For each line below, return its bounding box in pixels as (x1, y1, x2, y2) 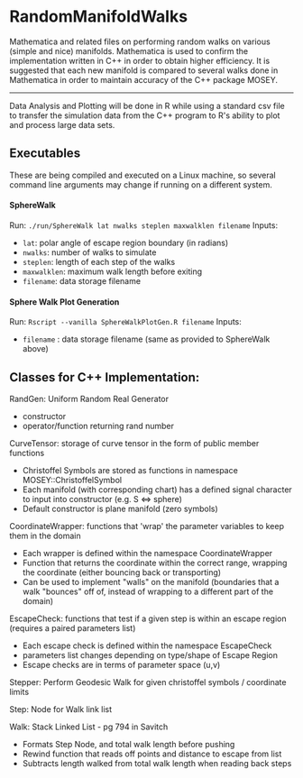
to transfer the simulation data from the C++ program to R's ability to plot (9, 110, 280, 121)
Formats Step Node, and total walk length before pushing (22, 738, 235, 749)
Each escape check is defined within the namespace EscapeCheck (22, 640, 272, 651)
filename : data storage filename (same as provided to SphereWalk (22, 334, 271, 344)
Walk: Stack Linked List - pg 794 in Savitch (9, 721, 169, 732)
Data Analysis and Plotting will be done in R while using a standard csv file (9, 100, 286, 111)
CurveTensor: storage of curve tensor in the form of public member (9, 437, 260, 448)
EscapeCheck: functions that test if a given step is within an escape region (9, 613, 287, 624)
